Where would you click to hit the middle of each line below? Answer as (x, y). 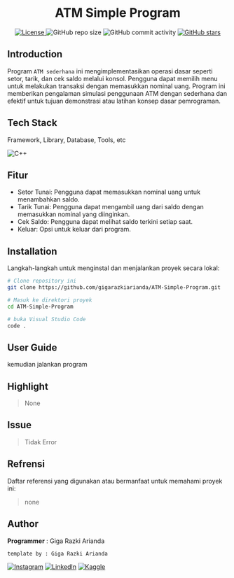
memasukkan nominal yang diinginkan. (74, 214)
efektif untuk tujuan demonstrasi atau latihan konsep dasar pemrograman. (114, 101)
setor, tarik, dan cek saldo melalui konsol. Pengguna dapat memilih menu (112, 78)
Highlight (28, 386)
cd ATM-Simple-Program (40, 306)
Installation (32, 251)
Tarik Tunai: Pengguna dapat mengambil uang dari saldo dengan (111, 207)
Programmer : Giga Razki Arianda (56, 541)
